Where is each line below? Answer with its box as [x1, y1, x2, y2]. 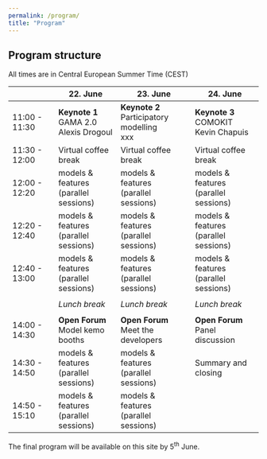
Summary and [194, 357, 248, 368]
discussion [194, 335, 236, 346]
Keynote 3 [194, 107, 235, 118]
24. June [207, 88, 242, 99]
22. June [68, 88, 103, 99]
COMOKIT [194, 117, 233, 128]
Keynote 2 [120, 102, 161, 113]
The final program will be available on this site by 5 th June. [8, 441, 200, 451]
